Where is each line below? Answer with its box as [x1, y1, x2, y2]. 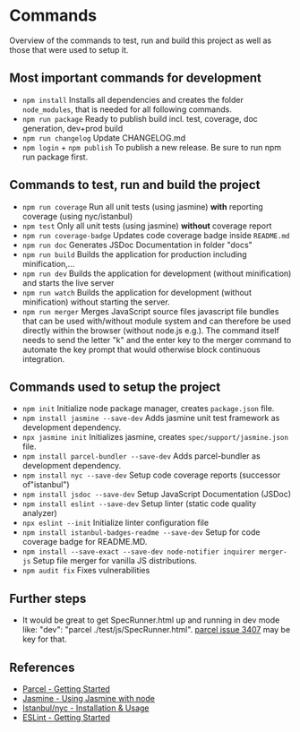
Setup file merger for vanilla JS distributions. [32, 555, 197, 566]
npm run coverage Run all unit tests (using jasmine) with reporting [21, 201, 264, 211]
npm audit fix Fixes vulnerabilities [21, 565, 150, 576]
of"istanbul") [21, 479, 70, 490]
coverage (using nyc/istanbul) [21, 211, 133, 221]
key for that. [21, 633, 67, 645]
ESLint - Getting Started [21, 712, 110, 722]
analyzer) [21, 508, 58, 519]
